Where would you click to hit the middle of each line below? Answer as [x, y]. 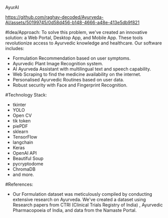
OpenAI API [25, 153]
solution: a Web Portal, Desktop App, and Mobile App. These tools [74, 38]
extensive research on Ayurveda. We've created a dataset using [79, 200]
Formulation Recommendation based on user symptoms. [71, 58]
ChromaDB [24, 169]
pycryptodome [28, 164]
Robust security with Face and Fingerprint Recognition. [70, 85]
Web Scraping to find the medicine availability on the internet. [77, 74]
